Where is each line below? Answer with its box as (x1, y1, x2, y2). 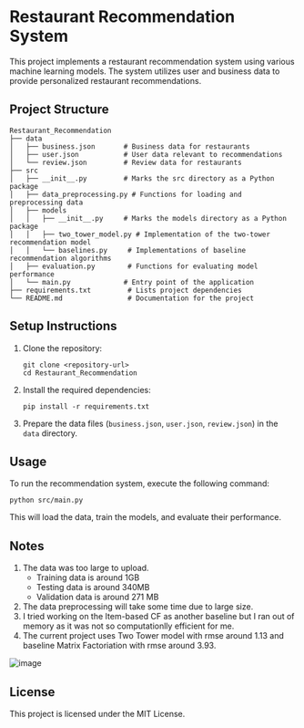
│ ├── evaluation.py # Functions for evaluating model (9, 262, 258, 271)
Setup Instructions (9, 318, 117, 334)
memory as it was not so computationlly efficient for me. (22, 620, 235, 631)
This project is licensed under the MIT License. (9, 709, 186, 719)
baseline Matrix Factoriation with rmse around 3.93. (22, 640, 217, 651)
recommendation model (9, 237, 92, 247)
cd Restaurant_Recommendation (22, 368, 138, 378)
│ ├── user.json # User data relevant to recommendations (9, 150, 283, 159)
